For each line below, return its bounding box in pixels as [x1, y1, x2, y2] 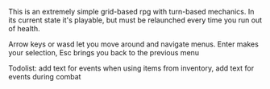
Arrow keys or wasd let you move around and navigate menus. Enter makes [8, 39, 260, 49]
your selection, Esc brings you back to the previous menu [8, 48, 200, 57]
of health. [8, 24, 40, 33]
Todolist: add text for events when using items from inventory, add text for [8, 63, 255, 73]
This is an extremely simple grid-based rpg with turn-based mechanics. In [8, 7, 255, 16]
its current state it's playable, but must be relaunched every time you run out [8, 15, 263, 25]
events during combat [8, 72, 81, 81]
